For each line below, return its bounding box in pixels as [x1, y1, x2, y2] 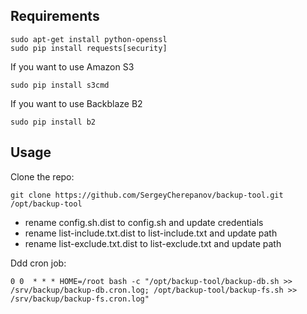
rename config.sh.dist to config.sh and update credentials [24, 216, 264, 228]
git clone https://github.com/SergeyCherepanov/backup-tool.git [10, 190, 284, 200]
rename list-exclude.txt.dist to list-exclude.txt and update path [24, 237, 282, 249]
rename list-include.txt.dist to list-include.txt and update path [24, 227, 278, 239]
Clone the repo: [10, 170, 75, 183]
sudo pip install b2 [10, 117, 97, 127]
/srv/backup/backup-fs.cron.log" [10, 294, 150, 304]
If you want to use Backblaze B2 [10, 97, 143, 109]
